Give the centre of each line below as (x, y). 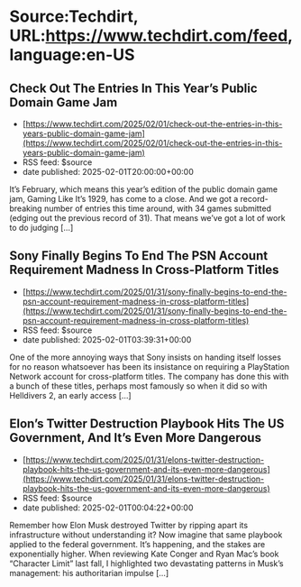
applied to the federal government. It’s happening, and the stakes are (137, 544)
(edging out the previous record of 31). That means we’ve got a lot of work (147, 218)
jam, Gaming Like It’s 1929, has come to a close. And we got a (124, 199)
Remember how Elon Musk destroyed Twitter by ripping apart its (129, 525)
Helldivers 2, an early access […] (71, 395)
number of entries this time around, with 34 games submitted (158, 208)
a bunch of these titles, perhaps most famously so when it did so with (138, 386)
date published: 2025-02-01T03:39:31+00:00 (107, 339)
